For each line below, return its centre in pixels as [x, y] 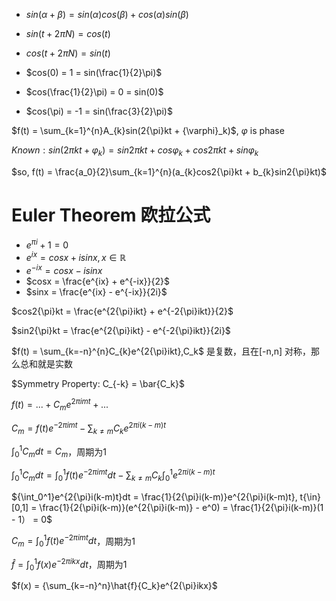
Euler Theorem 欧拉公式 [111, 215]
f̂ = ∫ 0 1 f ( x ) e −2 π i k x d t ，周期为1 [69, 564]
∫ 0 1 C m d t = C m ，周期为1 [59, 452]
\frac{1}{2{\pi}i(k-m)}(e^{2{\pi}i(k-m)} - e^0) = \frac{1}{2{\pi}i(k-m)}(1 [181, 507]
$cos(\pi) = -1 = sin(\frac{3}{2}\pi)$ [99, 111]
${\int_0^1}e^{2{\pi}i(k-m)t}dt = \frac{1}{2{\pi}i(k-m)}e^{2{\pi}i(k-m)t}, [154, 496]
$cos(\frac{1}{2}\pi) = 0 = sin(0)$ [94, 92]
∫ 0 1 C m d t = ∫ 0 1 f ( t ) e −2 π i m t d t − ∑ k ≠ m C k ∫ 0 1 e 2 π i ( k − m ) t [113, 475]
